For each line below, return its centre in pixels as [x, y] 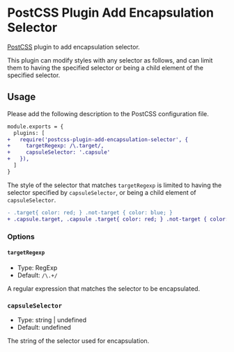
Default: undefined [44, 327]
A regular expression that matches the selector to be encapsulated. [104, 288]
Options [21, 237]
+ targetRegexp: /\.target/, [56, 146]
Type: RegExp [37, 267]
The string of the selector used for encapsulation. [78, 341]
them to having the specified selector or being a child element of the [106, 67]
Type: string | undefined [52, 320]
